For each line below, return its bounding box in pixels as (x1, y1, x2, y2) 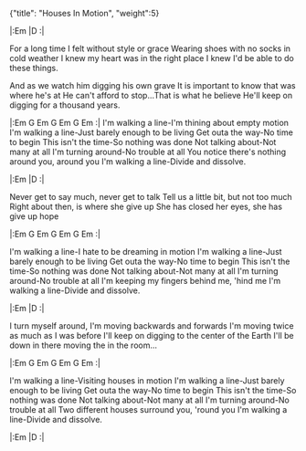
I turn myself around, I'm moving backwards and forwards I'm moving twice (9, 320, 294, 331)
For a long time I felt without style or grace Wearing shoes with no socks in (9, 43, 290, 54)
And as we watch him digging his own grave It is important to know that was (9, 80, 296, 90)
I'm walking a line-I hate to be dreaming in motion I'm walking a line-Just (9, 246, 282, 257)
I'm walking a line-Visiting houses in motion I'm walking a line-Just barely (9, 375, 285, 386)
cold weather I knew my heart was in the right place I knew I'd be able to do (9, 53, 295, 63)
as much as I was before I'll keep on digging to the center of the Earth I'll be (9, 330, 294, 341)
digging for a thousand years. (9, 100, 121, 110)
